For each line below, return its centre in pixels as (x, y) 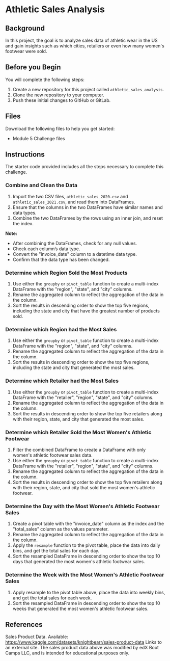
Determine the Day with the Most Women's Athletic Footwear (82, 506)
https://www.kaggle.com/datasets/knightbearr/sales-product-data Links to (83, 642)
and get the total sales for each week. (52, 598)
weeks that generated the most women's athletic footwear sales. (80, 609)
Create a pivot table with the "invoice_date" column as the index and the (88, 524)
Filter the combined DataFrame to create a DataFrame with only (79, 450)
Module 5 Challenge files (39, 138)
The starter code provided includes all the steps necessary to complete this (84, 167)
